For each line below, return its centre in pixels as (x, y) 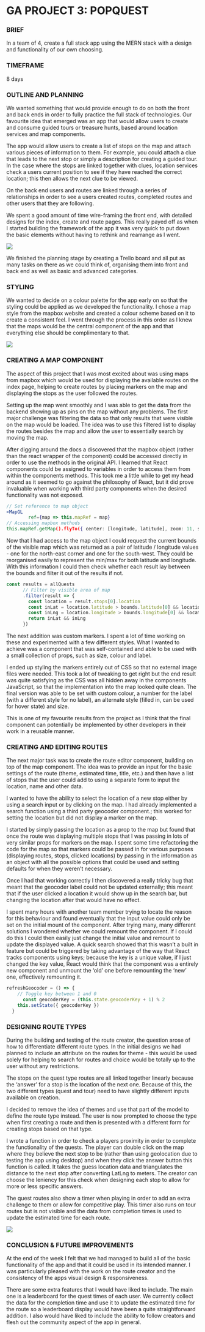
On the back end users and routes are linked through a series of (87, 190)
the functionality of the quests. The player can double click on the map (95, 1147)
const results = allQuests (41, 585)
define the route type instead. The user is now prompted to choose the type (102, 1116)
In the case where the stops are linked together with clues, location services (102, 165)
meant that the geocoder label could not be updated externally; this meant (100, 887)
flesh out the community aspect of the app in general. (74, 1322)
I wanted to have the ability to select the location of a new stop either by (97, 798)
